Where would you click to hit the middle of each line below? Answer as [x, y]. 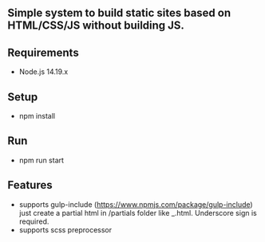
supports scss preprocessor [65, 229]
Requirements [43, 52]
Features [30, 185]
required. [34, 221]
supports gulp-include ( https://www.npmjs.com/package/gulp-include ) [136, 204]
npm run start [42, 160]
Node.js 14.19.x [44, 72]
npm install [37, 116]
